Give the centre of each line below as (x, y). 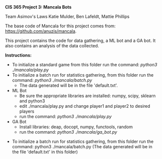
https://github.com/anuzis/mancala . (41, 31)
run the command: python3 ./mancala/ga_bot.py (68, 132)
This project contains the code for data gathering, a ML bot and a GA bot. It (80, 40)
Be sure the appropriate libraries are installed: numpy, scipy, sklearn (87, 96)
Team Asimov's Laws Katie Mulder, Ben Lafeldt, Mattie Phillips (67, 16)
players (27, 111)
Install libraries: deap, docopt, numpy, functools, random (76, 127)
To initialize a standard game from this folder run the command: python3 (84, 65)
